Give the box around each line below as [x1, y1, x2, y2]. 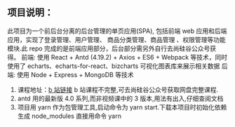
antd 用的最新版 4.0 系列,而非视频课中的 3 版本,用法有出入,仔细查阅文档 [17, 94, 224, 102]
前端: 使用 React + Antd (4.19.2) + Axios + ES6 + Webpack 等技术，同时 [20, 53, 228, 61]
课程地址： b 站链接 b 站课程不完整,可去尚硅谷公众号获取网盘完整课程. [17, 85, 219, 93]
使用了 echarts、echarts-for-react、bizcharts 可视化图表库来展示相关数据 [7, 62, 220, 70]
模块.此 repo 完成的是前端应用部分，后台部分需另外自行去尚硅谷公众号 [7, 44, 210, 53]
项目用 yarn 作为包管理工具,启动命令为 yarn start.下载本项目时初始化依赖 [17, 102, 227, 111]
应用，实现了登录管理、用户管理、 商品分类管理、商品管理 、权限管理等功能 [7, 35, 226, 44]
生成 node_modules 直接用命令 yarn [17, 112, 121, 120]
